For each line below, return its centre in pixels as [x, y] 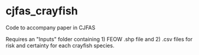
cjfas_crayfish [42, 11]
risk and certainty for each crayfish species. [60, 45]
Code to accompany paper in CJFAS [50, 27]
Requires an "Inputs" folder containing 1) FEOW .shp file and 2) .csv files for [99, 39]
